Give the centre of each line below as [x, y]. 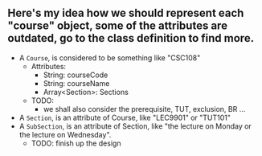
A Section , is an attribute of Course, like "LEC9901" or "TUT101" [125, 117]
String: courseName [76, 83]
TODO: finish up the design [76, 143]
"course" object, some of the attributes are [118, 26]
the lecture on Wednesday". [65, 134]
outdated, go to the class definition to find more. [131, 38]
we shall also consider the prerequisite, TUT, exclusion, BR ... [144, 109]
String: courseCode [76, 75]
